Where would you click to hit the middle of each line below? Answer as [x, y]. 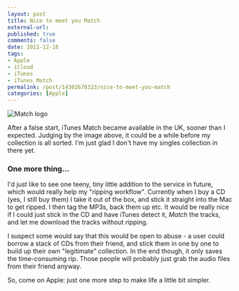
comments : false [31, 41]
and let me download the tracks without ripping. [78, 223]
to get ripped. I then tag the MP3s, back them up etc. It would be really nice [118, 207]
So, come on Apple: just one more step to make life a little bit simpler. [109, 280]
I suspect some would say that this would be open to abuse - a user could [116, 236]
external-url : [29, 27]
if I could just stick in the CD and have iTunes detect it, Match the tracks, [114, 215]
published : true [31, 34]
